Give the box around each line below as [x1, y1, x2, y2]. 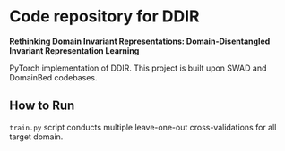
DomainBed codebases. [9, 71, 98, 82]
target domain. [9, 131, 64, 142]
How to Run [9, 98, 75, 113]
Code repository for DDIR [9, 6, 200, 27]
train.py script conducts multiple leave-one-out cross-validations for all [9, 122, 277, 132]
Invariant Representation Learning [9, 45, 140, 55]
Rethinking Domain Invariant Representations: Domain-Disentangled [9, 36, 271, 46]
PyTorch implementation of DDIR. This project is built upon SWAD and [9, 63, 267, 73]
